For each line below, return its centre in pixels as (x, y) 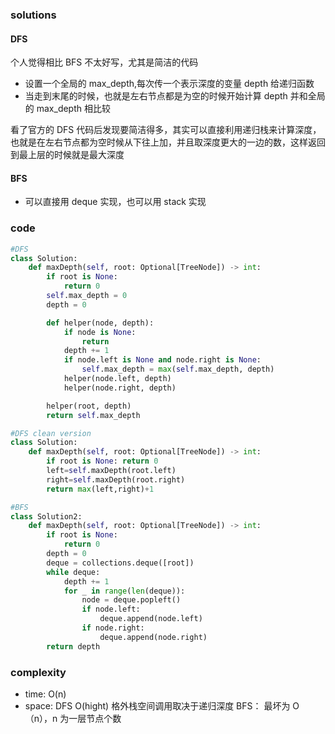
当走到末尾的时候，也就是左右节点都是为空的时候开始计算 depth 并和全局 (175, 96)
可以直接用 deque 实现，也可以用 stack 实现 (115, 202)
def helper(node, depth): (100, 323)
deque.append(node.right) (153, 637)
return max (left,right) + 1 (100, 489)
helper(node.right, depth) (120, 388)
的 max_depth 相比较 (67, 109)
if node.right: (113, 628)
